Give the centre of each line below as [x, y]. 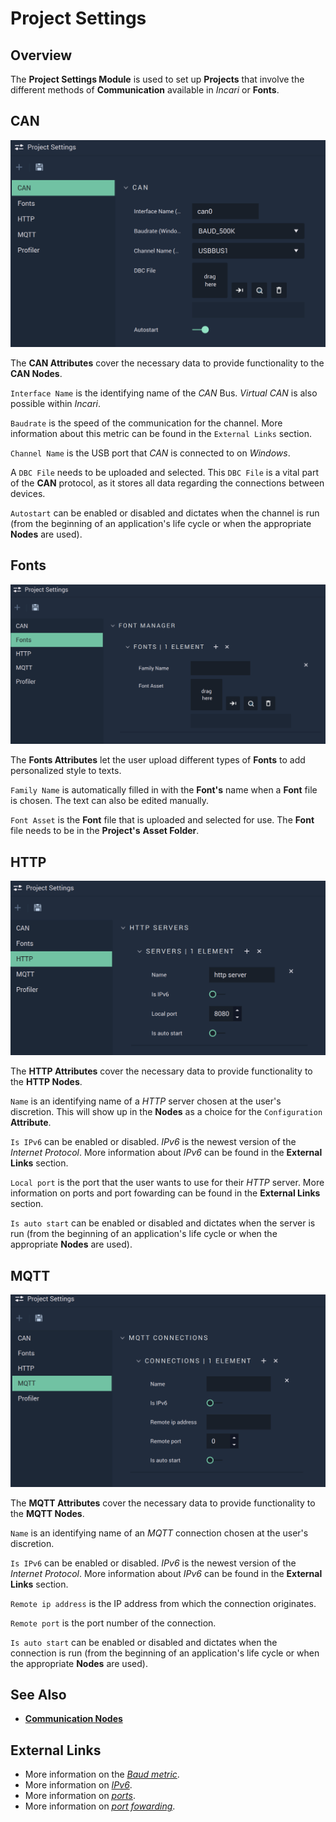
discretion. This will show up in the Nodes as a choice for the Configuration [166, 1112]
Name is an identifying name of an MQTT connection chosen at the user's [159, 1533]
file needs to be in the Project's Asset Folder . [105, 831]
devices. [28, 494]
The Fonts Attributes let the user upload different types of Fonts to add [158, 760]
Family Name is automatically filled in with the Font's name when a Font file [164, 790]
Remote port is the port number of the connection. [113, 1623]
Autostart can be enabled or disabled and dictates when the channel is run [165, 513]
